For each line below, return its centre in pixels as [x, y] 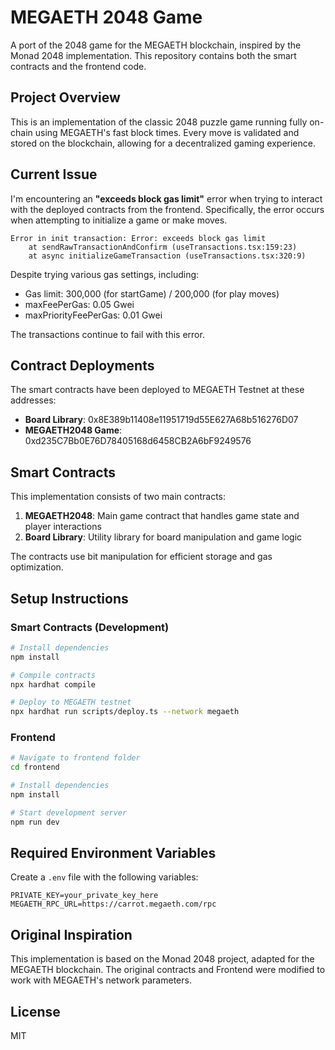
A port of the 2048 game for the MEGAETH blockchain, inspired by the [156, 45]
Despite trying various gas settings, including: [105, 274]
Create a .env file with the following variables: [104, 877]
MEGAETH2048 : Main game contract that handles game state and [162, 516]
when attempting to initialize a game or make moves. [119, 220]
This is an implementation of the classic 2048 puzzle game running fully [159, 122]
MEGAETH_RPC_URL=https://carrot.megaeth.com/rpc [113, 904]
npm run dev [35, 822]
